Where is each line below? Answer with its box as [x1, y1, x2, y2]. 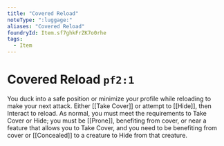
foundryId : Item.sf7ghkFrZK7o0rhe [7, 29, 107, 36]
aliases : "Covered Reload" [7, 23, 85, 30]
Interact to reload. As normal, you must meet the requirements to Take [7, 109, 207, 117]
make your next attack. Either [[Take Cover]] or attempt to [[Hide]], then [7, 101, 212, 110]
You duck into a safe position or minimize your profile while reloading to [7, 94, 212, 103]
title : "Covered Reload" [7, 10, 79, 17]
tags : [7, 36, 23, 43]
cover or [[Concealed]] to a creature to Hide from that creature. [7, 131, 188, 139]
